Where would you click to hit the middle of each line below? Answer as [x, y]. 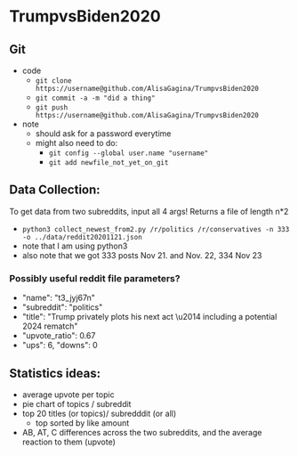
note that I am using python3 [75, 246]
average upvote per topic [68, 395]
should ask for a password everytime [103, 134]
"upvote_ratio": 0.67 [59, 336]
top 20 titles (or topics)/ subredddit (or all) [99, 413]
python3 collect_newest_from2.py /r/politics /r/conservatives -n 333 [156, 229]
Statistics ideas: [55, 373]
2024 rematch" [50, 326]
